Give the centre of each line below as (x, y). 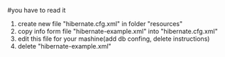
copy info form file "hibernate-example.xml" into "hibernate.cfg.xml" (117, 31)
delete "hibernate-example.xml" (64, 46)
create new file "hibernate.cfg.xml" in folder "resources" (100, 24)
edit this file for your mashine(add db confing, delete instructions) (114, 39)
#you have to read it (37, 10)
